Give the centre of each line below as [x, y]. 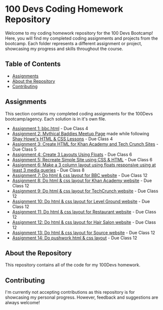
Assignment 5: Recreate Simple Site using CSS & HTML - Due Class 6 [82, 159]
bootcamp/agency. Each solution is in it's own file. [56, 119]
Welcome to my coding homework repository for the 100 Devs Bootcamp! [79, 33]
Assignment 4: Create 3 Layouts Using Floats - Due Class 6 [72, 154]
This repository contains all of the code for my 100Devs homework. [73, 265]
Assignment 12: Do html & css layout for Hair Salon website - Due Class [84, 222]
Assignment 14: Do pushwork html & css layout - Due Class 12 [75, 238]
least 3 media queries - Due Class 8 [48, 170]
